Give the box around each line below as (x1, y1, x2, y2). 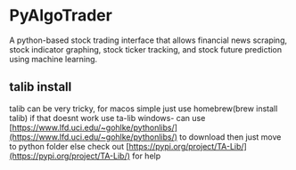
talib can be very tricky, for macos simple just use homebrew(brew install (9, 103, 278, 114)
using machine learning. (9, 53, 98, 64)
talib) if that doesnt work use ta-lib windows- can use (9, 112, 206, 123)
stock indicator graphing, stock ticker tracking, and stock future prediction (9, 44, 283, 54)
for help (132, 150, 161, 161)
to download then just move (179, 131, 282, 142)
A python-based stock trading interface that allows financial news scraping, (9, 35, 288, 45)
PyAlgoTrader (9, 5, 113, 26)
